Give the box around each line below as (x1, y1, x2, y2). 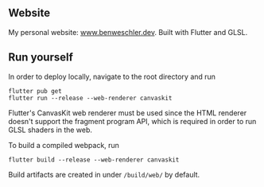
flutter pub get (8, 87, 62, 95)
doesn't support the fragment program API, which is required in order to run (8, 116, 257, 126)
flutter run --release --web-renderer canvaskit (8, 94, 173, 102)
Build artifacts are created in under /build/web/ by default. (8, 169, 200, 179)
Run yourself (8, 51, 73, 64)
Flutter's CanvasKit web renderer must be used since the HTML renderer (8, 107, 247, 118)
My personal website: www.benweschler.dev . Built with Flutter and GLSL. (8, 27, 248, 37)
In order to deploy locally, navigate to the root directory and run (8, 72, 216, 81)
